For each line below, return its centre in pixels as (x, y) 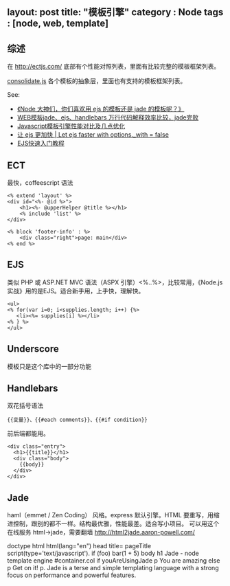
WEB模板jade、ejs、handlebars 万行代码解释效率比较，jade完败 (108, 117)
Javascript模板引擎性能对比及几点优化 (71, 126)
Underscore (33, 349)
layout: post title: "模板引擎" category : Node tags (115, 12)
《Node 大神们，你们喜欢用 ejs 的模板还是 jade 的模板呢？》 (101, 109)
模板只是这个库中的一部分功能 (49, 366)
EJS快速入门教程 (41, 144)
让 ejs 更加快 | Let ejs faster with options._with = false (93, 135)
